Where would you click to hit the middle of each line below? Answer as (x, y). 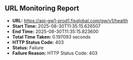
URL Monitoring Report (42, 8)
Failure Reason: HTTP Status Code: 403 (55, 53)
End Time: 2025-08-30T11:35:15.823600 (55, 31)
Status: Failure (28, 47)
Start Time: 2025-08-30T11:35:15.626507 (56, 26)
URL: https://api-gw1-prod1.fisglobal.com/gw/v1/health (70, 20)
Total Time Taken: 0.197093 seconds (51, 37)
